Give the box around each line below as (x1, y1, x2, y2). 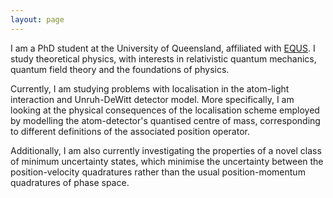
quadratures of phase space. (10, 176, 130, 188)
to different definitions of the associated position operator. (10, 125, 250, 137)
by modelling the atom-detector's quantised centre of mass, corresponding (10, 114, 321, 126)
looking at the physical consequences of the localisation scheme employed (10, 104, 320, 116)
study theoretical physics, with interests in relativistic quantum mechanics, (10, 52, 317, 65)
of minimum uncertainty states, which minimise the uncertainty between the (10, 155, 324, 167)
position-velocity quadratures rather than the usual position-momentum (10, 166, 306, 178)
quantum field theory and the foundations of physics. (10, 63, 230, 75)
